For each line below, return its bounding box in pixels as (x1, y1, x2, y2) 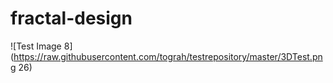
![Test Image (10, 40, 62, 52)
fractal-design (10, 7, 133, 30)
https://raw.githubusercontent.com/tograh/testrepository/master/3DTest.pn (13, 50, 323, 62)
